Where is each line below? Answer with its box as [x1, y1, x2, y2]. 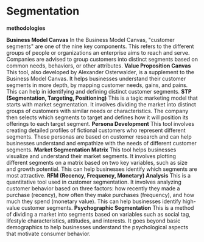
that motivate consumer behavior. [6, 230, 91, 237]
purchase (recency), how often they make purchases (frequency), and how [6, 191, 195, 198]
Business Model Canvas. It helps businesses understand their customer [6, 75, 186, 82]
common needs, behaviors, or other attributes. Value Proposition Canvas [6, 62, 191, 69]
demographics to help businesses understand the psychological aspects [6, 223, 189, 230]
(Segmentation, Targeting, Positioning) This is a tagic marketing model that [6, 94, 198, 102]
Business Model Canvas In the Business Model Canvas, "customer [6, 36, 175, 43]
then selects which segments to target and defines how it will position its [6, 114, 189, 121]
